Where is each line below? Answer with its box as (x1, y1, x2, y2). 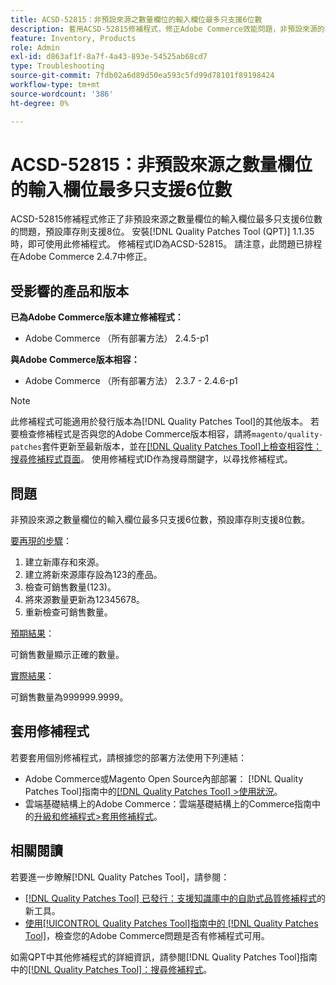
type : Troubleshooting (10, 61, 105, 71)
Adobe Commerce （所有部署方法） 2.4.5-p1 (24, 332, 209, 345)
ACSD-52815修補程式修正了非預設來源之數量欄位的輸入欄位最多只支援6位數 (10, 213, 323, 225)
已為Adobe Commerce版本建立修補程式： (10, 311, 184, 323)
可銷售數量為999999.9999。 (10, 691, 129, 703)
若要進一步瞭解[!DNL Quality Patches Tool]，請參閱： (10, 871, 230, 883)
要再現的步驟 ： (10, 535, 72, 547)
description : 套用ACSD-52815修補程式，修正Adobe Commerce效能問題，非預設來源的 (10, 24, 325, 34)
